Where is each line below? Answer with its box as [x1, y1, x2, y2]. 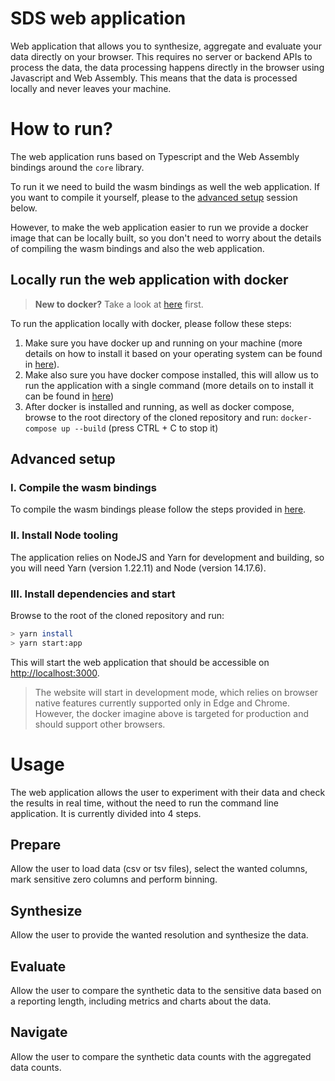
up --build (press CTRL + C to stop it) [61, 422, 219, 434]
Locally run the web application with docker [10, 272, 289, 289]
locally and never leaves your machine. [10, 82, 172, 94]
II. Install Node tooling [10, 528, 118, 542]
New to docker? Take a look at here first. [34, 298, 204, 310]
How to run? [10, 118, 113, 141]
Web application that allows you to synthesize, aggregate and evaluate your [10, 40, 322, 52]
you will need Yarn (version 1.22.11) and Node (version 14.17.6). [10, 562, 267, 574]
